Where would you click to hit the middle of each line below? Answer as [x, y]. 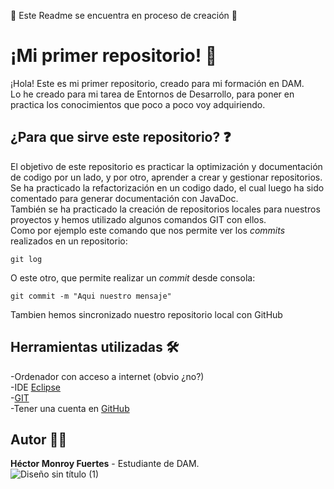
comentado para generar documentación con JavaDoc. [124, 198]
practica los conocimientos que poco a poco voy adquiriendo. [138, 104]
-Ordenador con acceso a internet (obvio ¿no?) [107, 376]
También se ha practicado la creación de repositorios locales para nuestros [165, 209]
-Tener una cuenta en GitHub [70, 408]
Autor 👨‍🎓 [39, 439]
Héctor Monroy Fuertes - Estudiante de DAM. [105, 464]
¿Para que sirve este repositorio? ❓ [121, 137]
